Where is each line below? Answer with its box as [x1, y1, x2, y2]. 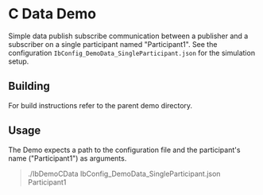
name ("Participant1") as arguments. [8, 153, 127, 163]
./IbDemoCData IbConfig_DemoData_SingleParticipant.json [27, 169, 221, 178]
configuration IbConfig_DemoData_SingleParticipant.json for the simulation [8, 48, 256, 57]
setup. [8, 57, 29, 66]
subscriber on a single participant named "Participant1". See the [8, 39, 218, 49]
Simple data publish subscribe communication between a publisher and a [8, 31, 249, 41]
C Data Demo [8, 5, 97, 23]
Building [8, 80, 50, 93]
